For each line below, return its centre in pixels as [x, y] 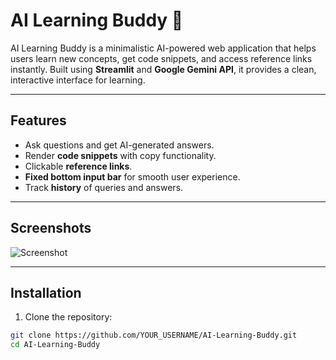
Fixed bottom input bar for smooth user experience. [132, 176]
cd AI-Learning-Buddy [55, 345]
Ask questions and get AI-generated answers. [119, 145]
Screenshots [51, 228]
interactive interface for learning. [78, 80]
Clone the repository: [68, 317]
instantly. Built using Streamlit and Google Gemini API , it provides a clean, [163, 69]
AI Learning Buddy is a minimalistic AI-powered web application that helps [163, 48]
